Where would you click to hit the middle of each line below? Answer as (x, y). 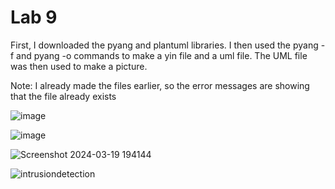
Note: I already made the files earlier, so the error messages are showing (160, 85)
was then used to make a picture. (79, 66)
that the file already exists (63, 96)
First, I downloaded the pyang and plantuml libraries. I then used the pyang (164, 45)
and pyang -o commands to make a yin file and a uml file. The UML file (162, 55)
